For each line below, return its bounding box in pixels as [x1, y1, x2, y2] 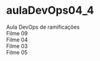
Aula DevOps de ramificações [6, 23, 80, 30]
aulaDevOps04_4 [6, 4, 95, 17]
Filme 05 [6, 48, 28, 56]
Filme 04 [6, 36, 28, 43]
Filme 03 [6, 42, 28, 50]
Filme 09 [6, 29, 28, 36]
